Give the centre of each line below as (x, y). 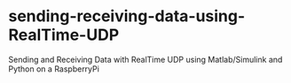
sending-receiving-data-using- (127, 16)
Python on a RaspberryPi (54, 69)
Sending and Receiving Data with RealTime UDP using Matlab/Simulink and (145, 59)
